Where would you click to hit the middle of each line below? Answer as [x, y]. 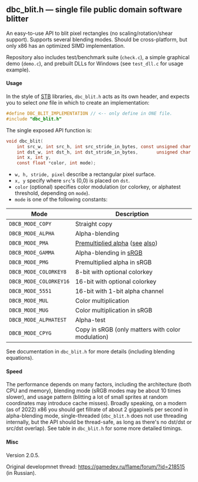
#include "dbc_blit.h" [34, 119]
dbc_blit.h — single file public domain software [94, 10]
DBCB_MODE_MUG [29, 310]
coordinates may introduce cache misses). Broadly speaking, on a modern [96, 403]
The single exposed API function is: [49, 130]
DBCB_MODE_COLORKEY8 [38, 272]
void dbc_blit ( [25, 141]
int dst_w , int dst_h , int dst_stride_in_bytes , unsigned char [104, 152]
